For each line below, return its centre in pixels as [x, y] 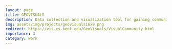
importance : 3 [20, 34]
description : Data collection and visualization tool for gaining [78, 19]
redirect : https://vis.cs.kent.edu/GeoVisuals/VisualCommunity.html [80, 29]
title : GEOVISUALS [25, 15]
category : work [21, 39]
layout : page [19, 10]
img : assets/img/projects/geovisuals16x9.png [55, 24]
